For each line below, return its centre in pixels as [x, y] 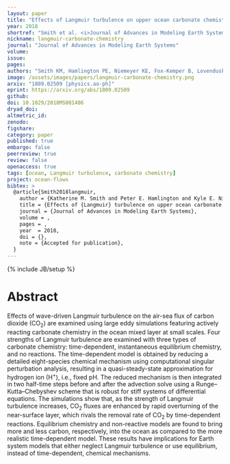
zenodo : [18, 122]
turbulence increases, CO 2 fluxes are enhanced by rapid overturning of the [113, 407]
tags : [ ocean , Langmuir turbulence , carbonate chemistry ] [91, 173]
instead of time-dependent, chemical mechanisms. [79, 453]
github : [18, 97]
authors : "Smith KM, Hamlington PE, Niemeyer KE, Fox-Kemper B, [101, 71]
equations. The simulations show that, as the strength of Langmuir [100, 399]
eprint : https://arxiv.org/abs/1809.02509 [68, 90]
